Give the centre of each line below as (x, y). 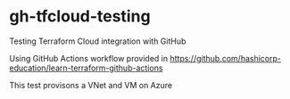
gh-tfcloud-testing (80, 16)
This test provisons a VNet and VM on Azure (91, 85)
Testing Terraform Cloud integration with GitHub (98, 41)
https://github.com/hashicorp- (225, 58)
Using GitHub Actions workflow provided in (88, 58)
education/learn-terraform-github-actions (86, 68)
